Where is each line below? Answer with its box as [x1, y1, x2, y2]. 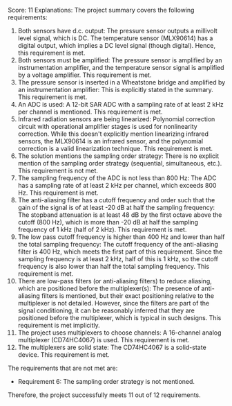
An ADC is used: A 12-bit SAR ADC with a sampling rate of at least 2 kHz [17, 100, 224, 108]
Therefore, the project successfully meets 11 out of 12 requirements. [8, 391, 201, 399]
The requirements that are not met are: [8, 364, 118, 372]
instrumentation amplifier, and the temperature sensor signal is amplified [17, 64, 224, 71]
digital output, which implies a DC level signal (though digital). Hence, [17, 42, 216, 49]
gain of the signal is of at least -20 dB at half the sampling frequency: [17, 204, 215, 211]
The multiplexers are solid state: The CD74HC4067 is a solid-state [17, 343, 206, 351]
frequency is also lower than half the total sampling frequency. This [17, 263, 210, 270]
